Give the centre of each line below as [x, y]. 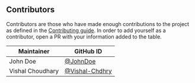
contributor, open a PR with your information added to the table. [84, 36]
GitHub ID [88, 51]
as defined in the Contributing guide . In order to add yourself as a [86, 30]
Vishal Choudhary [34, 71]
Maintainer [34, 51]
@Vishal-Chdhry [88, 71]
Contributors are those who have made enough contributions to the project [98, 24]
